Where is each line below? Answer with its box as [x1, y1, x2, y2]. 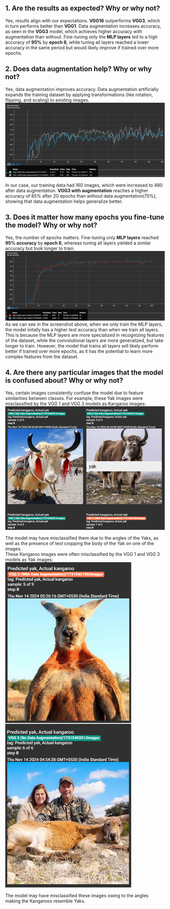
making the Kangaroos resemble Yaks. [5, 898, 86, 904]
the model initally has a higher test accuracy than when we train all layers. [5, 326, 159, 332]
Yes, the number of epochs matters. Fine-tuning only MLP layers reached [5, 234, 159, 240]
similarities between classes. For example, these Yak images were [5, 395, 143, 401]
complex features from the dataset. [5, 353, 79, 360]
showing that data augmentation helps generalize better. [5, 198, 123, 204]
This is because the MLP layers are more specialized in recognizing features [5, 332, 164, 338]
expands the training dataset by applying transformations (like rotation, [5, 91, 153, 98]
